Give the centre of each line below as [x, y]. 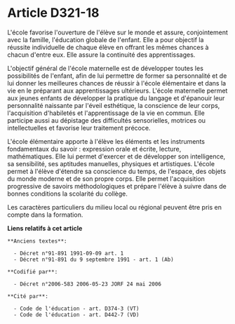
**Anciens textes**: [38, 241]
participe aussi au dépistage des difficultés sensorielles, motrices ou [106, 120]
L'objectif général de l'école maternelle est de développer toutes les [105, 68]
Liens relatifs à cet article [45, 228]
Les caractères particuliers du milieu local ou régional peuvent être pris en [115, 207]
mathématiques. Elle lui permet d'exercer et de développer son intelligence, [116, 156]
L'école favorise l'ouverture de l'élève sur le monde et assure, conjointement [117, 32]
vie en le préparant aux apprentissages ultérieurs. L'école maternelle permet [117, 90]
